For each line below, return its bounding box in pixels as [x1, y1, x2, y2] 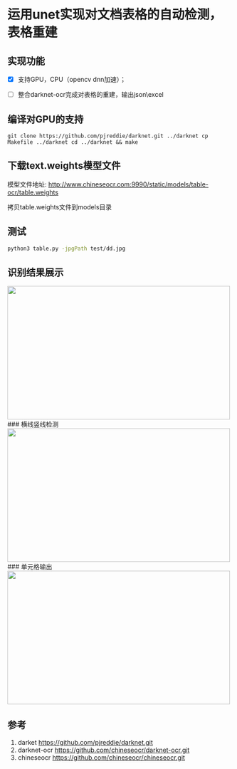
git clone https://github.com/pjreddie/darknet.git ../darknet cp [7, 132, 209, 140]
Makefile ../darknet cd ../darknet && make [7, 138, 139, 146]
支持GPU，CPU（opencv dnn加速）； [17, 75, 127, 83]
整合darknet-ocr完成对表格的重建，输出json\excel [17, 90, 164, 99]
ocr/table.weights [7, 188, 59, 197]
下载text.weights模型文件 [7, 159, 121, 172]
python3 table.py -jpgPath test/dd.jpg [7, 245, 126, 252]
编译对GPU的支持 [7, 113, 84, 125]
